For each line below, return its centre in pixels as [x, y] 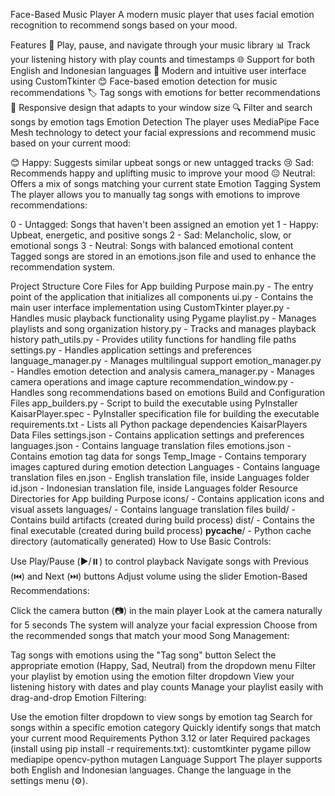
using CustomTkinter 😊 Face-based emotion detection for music [144, 81]
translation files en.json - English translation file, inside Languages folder [160, 477]
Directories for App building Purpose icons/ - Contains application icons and [167, 498]
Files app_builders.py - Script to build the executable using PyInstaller [154, 403]
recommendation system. [63, 267]
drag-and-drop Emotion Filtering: [78, 697]
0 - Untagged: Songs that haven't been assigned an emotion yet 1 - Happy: [165, 224]
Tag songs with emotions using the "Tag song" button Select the [143, 655]
